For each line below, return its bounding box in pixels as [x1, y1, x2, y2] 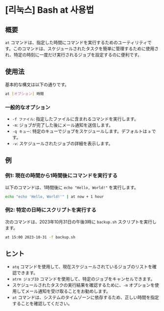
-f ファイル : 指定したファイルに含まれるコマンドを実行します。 [12, 116, 139, 122]
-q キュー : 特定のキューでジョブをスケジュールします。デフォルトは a [12, 128, 151, 134]
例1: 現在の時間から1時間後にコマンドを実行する [5, 172, 117, 179]
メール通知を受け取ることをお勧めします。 [25, 288, 111, 294]
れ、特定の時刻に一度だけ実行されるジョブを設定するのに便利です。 [5, 52, 142, 57]
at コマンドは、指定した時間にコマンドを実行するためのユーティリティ [5, 40, 148, 45]
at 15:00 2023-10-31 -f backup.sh [5, 234, 76, 240]
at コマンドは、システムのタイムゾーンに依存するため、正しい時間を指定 [12, 294, 159, 300]
